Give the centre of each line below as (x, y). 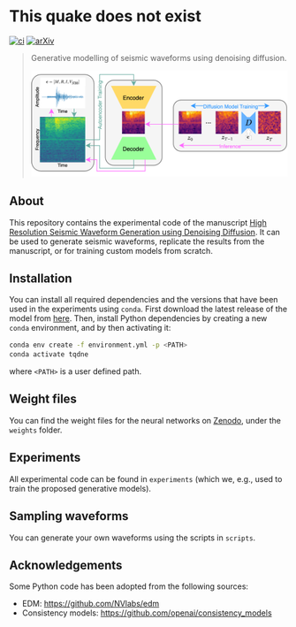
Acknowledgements (66, 565)
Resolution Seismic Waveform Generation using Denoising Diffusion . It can (145, 232)
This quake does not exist (105, 16)
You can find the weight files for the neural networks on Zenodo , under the (145, 420)
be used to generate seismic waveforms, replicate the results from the (137, 241)
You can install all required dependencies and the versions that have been (144, 300)
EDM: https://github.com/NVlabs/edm (91, 604)
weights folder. (36, 430)
